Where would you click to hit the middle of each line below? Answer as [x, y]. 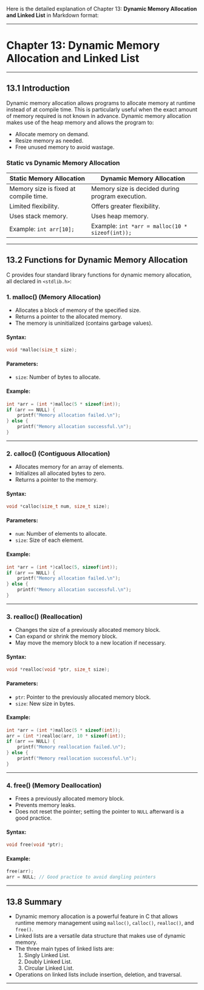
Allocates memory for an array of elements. [70, 467]
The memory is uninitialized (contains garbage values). [84, 323]
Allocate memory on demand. [52, 134]
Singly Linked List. [47, 955]
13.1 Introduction [38, 88]
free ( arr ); [20, 871]
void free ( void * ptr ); [35, 845]
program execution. [119, 196]
